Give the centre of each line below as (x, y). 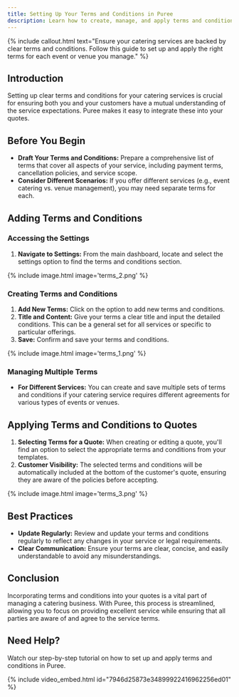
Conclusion (33, 578)
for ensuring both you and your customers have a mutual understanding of (117, 103)
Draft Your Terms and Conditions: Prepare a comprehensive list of (116, 158)
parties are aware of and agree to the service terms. (84, 618)
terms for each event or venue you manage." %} (78, 56)
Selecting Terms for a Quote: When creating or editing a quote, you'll (120, 442)
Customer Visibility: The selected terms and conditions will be (110, 465)
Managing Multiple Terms (53, 372)
